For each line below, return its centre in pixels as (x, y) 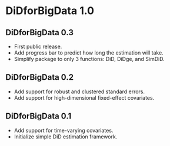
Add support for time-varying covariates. (64, 130)
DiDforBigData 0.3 (40, 33)
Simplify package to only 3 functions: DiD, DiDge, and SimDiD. (89, 59)
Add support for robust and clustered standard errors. (79, 91)
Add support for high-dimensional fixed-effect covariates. (84, 97)
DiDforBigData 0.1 (39, 116)
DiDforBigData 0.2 (40, 77)
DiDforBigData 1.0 (50, 11)
